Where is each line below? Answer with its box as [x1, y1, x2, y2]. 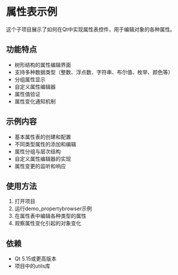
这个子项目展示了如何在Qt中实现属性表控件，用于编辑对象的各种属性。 [6, 26, 176, 33]
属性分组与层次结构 [14, 147, 61, 155]
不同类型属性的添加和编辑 [14, 140, 76, 147]
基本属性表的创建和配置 [14, 133, 71, 140]
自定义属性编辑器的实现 [14, 155, 71, 162]
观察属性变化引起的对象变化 [14, 220, 82, 227]
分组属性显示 [14, 75, 46, 82]
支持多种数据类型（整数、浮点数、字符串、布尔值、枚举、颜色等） [14, 68, 173, 75]
